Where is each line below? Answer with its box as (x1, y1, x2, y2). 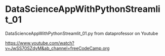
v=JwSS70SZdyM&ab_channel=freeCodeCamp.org (5, 45, 110, 51)
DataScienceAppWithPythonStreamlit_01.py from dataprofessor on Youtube (5, 30, 158, 36)
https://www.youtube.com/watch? (5, 40, 75, 46)
